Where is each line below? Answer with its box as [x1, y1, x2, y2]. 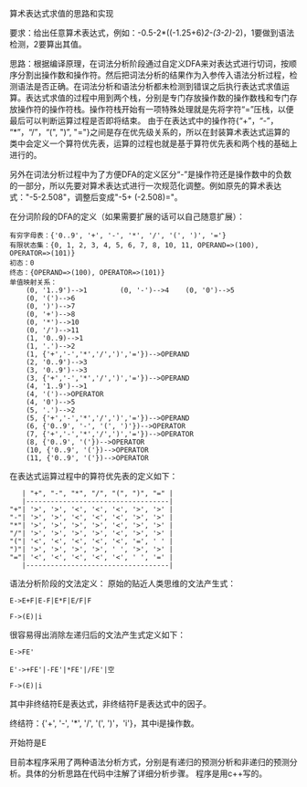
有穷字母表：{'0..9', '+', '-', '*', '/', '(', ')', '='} [9, 231, 227, 240]
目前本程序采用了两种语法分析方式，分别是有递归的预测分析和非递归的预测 [9, 757, 290, 767]
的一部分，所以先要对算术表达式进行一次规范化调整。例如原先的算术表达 [9, 181, 281, 191]
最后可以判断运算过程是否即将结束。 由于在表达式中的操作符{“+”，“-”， [9, 115, 279, 126]
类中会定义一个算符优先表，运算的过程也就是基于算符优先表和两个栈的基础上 [9, 138, 298, 149]
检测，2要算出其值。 [9, 39, 87, 49]
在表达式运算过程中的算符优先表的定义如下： [9, 471, 178, 481]
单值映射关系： [9, 278, 58, 287]
